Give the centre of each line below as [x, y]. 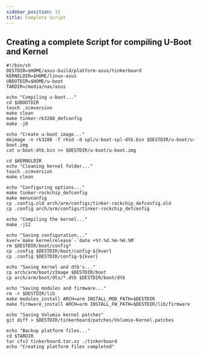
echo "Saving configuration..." [47, 235]
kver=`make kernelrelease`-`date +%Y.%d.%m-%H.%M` [71, 241]
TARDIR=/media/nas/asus [36, 87]
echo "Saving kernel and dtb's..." [51, 267]
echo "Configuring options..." [46, 188]
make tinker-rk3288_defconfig [44, 119]
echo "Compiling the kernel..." [47, 220]
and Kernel [27, 51]
